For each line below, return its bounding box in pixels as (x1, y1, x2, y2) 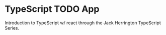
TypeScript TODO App (5, 3, 100, 15)
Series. (5, 25, 20, 31)
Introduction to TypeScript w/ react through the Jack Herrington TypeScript (5, 20, 161, 26)
